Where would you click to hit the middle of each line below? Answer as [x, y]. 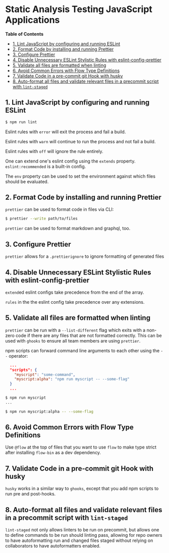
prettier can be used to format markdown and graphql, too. [68, 229]
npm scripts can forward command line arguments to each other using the [82, 350]
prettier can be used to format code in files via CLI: [60, 209]
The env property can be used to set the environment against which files [80, 176]
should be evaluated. [27, 181]
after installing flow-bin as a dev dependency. [53, 453]
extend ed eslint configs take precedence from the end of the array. [75, 292]
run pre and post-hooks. [31, 494]
